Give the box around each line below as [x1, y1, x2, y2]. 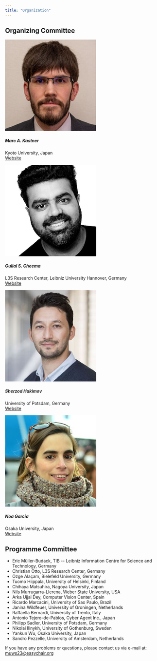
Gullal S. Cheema [5, 263, 41, 269]
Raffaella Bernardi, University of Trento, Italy [12, 610, 101, 616]
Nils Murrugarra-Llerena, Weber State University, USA [12, 589, 121, 595]
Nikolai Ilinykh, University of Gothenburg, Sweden [12, 625, 112, 631]
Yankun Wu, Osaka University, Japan [12, 630, 87, 636]
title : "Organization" [5, 8, 51, 13]
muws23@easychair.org [5, 650, 54, 656]
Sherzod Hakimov [5, 388, 42, 394]
